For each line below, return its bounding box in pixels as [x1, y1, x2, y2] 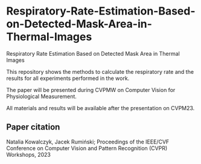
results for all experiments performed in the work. [6, 74, 130, 82]
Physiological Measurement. [6, 93, 77, 100]
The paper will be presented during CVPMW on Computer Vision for [6, 86, 176, 93]
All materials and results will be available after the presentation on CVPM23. [6, 104, 195, 111]
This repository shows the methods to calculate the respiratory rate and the [6, 68, 194, 75]
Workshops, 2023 [6, 151, 51, 158]
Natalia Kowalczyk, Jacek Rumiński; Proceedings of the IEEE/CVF [6, 138, 170, 145]
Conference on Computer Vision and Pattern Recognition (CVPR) [6, 144, 168, 152]
